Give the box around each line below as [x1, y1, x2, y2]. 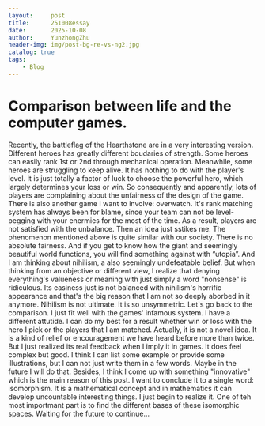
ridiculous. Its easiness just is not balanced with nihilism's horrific [8, 282, 221, 292]
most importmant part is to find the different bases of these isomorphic [8, 400, 240, 409]
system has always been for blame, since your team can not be [8, 207, 214, 217]
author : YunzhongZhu [8, 33, 90, 42]
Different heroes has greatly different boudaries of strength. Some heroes [8, 148, 248, 158]
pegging [8, 215, 36, 225]
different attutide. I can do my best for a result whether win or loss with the [8, 316, 252, 326]
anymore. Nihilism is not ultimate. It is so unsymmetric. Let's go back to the [8, 300, 253, 309]
